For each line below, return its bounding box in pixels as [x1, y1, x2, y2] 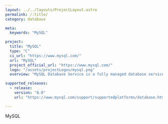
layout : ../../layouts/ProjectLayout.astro [5, 7, 97, 12]
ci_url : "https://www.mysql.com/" [9, 53, 81, 58]
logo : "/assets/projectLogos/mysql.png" [9, 67, 95, 72]
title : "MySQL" [9, 44, 41, 49]
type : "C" [9, 48, 30, 53]
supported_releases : [5, 81, 48, 86]
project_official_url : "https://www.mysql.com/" [9, 62, 113, 67]
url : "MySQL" [9, 58, 37, 63]
